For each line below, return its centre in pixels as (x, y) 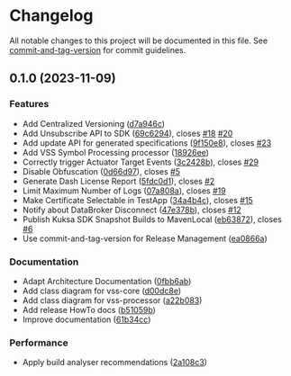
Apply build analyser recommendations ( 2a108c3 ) (114, 363)
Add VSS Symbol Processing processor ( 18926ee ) (116, 152)
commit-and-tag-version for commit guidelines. (98, 49)
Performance (39, 343)
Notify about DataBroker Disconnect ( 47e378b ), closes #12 (132, 210)
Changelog (51, 16)
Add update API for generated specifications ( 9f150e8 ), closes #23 (147, 143)
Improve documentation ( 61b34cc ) (86, 319)
